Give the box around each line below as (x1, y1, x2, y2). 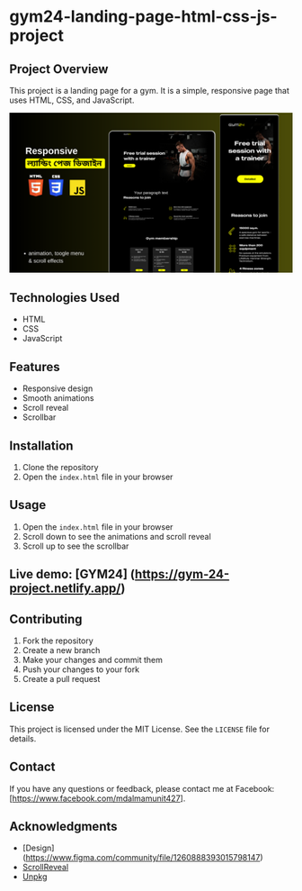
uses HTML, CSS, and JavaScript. (9, 95, 135, 105)
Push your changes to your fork (22, 664, 140, 675)
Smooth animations (22, 393, 94, 404)
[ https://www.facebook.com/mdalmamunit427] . (9, 793, 186, 804)
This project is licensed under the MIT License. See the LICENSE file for (9, 723, 270, 734)
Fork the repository (22, 635, 94, 646)
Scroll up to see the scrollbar (22, 541, 129, 551)
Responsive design (22, 383, 93, 394)
